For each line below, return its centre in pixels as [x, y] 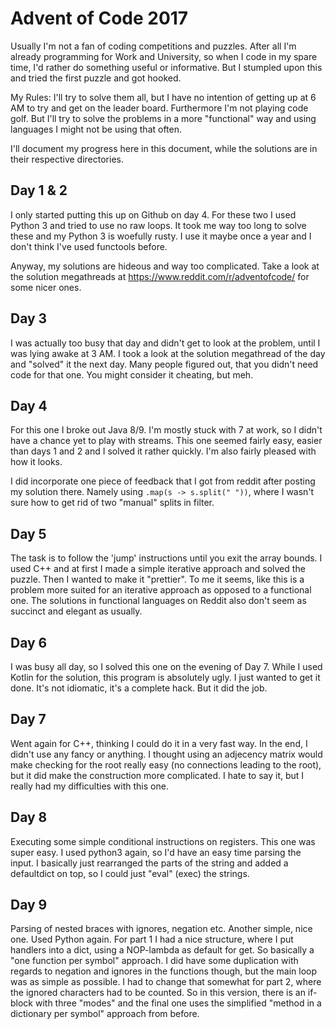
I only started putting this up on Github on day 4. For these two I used [153, 214]
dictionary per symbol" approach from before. [105, 1014]
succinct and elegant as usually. [76, 611]
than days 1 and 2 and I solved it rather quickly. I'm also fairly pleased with [163, 451]
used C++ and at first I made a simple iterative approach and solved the [158, 569]
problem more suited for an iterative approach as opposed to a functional [161, 590]
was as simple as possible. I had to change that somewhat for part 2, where [166, 982]
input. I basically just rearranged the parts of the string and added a [149, 863]
